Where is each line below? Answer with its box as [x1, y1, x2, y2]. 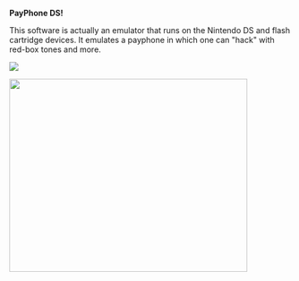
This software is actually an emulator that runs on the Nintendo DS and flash [9, 25, 291, 35]
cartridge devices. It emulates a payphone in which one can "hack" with [9, 35, 275, 45]
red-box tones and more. [9, 44, 101, 55]
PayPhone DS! [9, 8, 64, 18]
